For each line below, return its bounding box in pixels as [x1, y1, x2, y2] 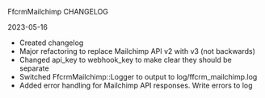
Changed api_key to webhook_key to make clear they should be [19, 55, 232, 64]
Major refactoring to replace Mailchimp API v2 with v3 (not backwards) [19, 47, 256, 55]
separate [19, 63, 49, 73]
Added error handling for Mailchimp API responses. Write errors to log [19, 80, 253, 90]
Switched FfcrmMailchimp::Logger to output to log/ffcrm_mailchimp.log [19, 72, 258, 81]
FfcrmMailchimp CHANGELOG [7, 7, 108, 16]
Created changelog [19, 38, 84, 47]
